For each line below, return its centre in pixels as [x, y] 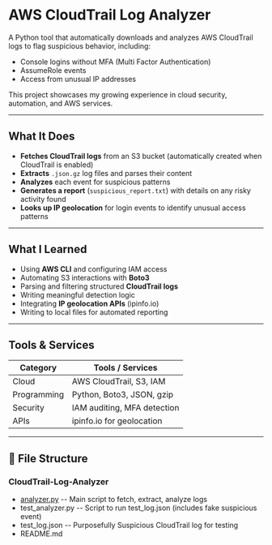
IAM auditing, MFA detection [125, 408]
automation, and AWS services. [61, 103]
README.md [41, 534]
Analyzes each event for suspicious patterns [95, 182]
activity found [43, 199]
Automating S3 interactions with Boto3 [85, 277]
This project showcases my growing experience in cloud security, [118, 94]
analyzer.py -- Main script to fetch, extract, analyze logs [114, 500]
